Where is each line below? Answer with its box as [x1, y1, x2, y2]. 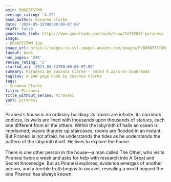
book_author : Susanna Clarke [5, 17, 68, 22]
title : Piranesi [5, 88, 40, 93]
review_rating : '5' [5, 60, 47, 65]
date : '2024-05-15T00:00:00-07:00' [5, 21, 81, 27]
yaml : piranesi [5, 97, 38, 102]
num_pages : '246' [5, 55, 42, 60]
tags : [5, 79, 17, 84]
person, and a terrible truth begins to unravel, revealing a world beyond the [5, 166, 164, 172]
